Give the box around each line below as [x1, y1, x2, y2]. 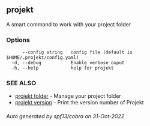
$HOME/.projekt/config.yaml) [6, 55, 79, 61]
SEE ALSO [6, 79, 37, 88]
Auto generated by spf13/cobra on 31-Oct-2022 [6, 113, 125, 119]
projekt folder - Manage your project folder [14, 92, 121, 100]
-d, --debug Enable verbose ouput [11, 60, 125, 66]
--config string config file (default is [22, 49, 133, 56]
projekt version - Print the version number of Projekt [14, 99, 144, 106]
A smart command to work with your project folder [6, 20, 131, 28]
